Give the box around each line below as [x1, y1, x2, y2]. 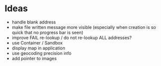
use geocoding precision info [11, 50, 72, 56]
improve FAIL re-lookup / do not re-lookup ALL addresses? [11, 35, 132, 41]
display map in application [11, 45, 65, 51]
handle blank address [11, 19, 56, 25]
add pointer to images [11, 55, 57, 61]
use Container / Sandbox [11, 40, 63, 45]
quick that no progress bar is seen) [11, 29, 84, 35]
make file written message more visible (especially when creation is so [11, 24, 157, 30]
